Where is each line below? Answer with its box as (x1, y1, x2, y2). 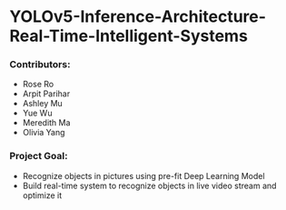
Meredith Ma (22, 117, 71, 128)
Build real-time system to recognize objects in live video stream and (22, 180, 277, 191)
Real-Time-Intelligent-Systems (9, 25, 248, 46)
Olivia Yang (22, 127, 65, 138)
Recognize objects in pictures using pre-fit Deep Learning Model (22, 170, 265, 181)
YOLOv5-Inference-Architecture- (9, 6, 266, 27)
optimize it (22, 189, 62, 201)
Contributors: (9, 58, 71, 71)
